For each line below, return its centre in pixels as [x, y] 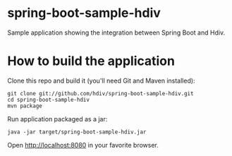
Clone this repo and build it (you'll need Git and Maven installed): [101, 80]
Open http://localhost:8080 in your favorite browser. [83, 145]
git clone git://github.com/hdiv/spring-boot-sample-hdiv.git [100, 93]
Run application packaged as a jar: [57, 119]
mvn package [25, 106]
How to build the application [91, 61]
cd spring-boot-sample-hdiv [49, 100]
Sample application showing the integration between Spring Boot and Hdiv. [116, 32]
